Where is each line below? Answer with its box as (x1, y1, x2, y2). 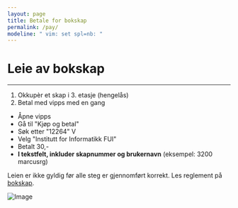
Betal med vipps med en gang (17, 99, 106, 107)
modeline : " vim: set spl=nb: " (7, 30, 103, 38)
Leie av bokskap (7, 61, 105, 77)
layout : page (7, 10, 46, 18)
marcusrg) (17, 158, 48, 166)
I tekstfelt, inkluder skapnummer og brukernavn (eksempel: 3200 (17, 150, 213, 158)
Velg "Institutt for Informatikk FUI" (17, 135, 117, 143)
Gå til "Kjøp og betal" (17, 120, 79, 128)
